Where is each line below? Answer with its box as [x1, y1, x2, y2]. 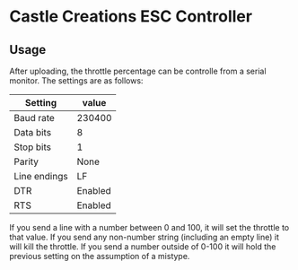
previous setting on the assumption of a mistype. [9, 251, 190, 261]
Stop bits [13, 141, 52, 153]
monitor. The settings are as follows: [9, 75, 144, 86]
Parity [13, 155, 39, 168]
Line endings [13, 170, 69, 182]
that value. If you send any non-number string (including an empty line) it [9, 231, 280, 242]
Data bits [13, 126, 52, 138]
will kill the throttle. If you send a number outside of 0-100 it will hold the [9, 241, 276, 252]
